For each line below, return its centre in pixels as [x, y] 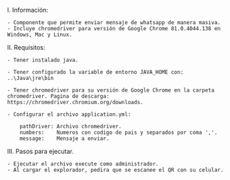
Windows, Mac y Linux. [40, 34]
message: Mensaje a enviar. [65, 139]
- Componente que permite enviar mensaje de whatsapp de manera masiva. [114, 23]
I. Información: [28, 10]
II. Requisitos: [26, 47]
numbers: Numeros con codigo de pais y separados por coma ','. [118, 132]
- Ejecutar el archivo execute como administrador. [83, 164]
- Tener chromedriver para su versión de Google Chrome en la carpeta [111, 90]
